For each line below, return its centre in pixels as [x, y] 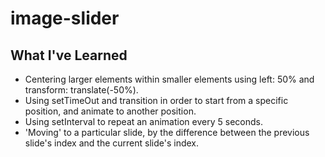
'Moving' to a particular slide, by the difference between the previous [167, 132]
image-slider [65, 18]
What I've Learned [69, 55]
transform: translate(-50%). [81, 90]
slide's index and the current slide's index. [112, 143]
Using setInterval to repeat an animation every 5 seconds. [143, 121]
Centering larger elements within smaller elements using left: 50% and [169, 79]
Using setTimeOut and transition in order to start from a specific [156, 100]
